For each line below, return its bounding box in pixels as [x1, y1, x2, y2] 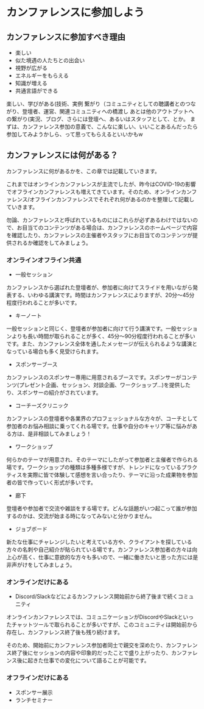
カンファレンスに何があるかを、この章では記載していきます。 [6, 167, 160, 174]
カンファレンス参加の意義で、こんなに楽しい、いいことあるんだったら [22, 123, 198, 130]
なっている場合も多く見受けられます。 [6, 348, 102, 355]
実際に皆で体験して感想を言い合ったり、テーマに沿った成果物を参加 [27, 471, 198, 479]
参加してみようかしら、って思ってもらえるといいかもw [6, 130, 143, 138]
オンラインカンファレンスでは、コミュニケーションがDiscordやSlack [6, 613, 178, 621]
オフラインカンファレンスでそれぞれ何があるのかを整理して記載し [29, 196, 195, 203]
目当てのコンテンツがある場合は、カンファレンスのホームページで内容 [22, 224, 198, 231]
